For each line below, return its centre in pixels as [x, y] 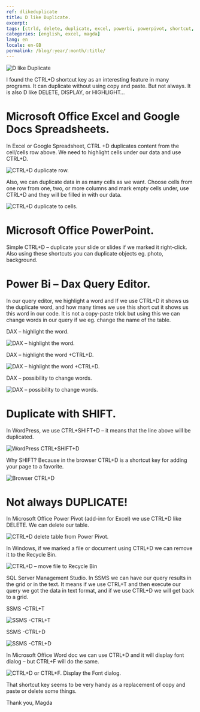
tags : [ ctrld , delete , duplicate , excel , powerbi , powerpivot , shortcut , [100, 28]
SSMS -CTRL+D [26, 632]
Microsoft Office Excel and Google [93, 116]
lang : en [17, 40]
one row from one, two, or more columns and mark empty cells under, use [98, 188]
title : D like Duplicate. [38, 17]
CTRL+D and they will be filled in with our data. [64, 194]
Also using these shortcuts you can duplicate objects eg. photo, [85, 253]
